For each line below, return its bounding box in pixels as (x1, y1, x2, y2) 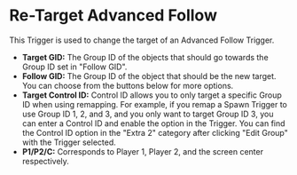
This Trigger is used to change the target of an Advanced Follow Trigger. (9, 35, 275, 45)
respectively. (21, 155, 69, 166)
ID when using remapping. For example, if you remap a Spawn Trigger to (21, 99, 288, 109)
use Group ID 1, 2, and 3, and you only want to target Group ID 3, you (21, 108, 274, 119)
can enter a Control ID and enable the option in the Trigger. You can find (21, 117, 285, 129)
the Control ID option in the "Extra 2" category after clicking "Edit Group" (21, 127, 288, 138)
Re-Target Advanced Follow (9, 5, 217, 26)
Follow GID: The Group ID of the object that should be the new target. (21, 70, 277, 81)
